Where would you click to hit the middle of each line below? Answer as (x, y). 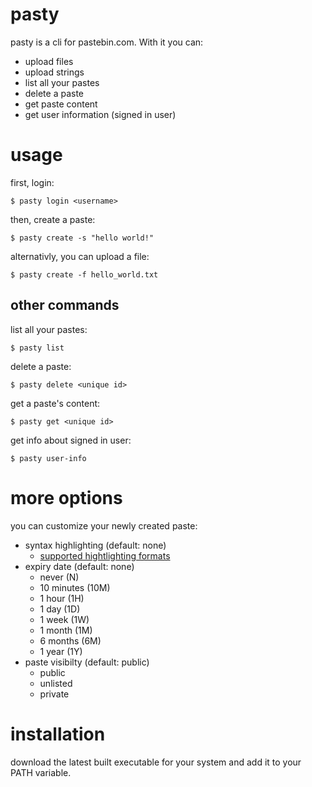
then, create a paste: (53, 219)
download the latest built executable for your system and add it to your (156, 762)
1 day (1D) (60, 609)
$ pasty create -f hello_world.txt (84, 274)
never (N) (59, 577)
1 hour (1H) (62, 598)
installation (58, 734)
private (54, 694)
